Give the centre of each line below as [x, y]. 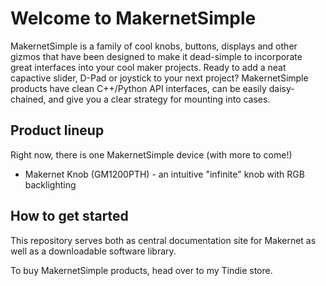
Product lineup [57, 130]
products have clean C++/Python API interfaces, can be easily [138, 88]
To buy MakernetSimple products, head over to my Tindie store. [141, 270]
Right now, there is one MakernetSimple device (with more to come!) [151, 154]
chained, [28, 99]
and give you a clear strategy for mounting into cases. [159, 99]
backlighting [50, 184]
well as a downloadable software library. [93, 251]
